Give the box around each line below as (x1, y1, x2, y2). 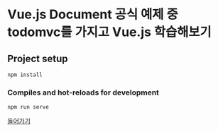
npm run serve (7, 104, 50, 111)
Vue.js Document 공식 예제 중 (7, 6, 179, 23)
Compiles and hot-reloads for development (7, 88, 160, 97)
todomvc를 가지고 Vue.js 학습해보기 (7, 24, 212, 40)
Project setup (7, 52, 69, 64)
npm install (7, 71, 43, 78)
